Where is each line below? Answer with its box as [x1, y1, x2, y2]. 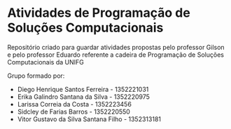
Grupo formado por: [7, 72, 65, 80]
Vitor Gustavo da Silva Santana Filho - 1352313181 [17, 114, 161, 123]
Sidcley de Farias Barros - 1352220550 [17, 107, 131, 116]
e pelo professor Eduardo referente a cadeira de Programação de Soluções [7, 50, 224, 59]
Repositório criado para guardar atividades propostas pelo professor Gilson [7, 43, 225, 51]
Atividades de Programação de [7, 5, 190, 21]
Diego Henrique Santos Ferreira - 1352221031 [17, 85, 149, 93]
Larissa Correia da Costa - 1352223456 [17, 100, 132, 108]
